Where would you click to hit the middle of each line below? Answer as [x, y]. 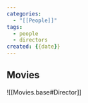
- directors [31, 40]
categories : [24, 14]
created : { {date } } [33, 47]
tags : [14, 27]
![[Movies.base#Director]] [44, 92]
